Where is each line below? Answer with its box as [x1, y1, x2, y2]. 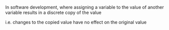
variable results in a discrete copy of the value [5, 9, 102, 15]
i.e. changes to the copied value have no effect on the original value [5, 19, 147, 25]
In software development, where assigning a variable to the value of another [5, 4, 164, 10]
